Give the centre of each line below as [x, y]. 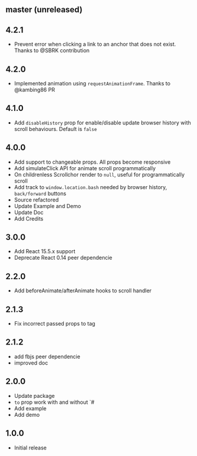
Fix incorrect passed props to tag [55, 324]
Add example [30, 408]
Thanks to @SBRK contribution [52, 50]
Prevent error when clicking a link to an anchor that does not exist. [95, 44]
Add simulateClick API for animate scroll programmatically [85, 168]
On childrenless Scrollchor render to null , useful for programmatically [99, 174]
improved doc [31, 363]
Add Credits [29, 218]
